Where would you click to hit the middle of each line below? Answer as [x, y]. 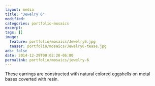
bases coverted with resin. [32, 79]
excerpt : [14, 28]
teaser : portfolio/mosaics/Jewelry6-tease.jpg [58, 46]
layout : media [20, 10]
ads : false [16, 51]
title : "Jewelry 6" [25, 14]
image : [12, 37]
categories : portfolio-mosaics [37, 23]
